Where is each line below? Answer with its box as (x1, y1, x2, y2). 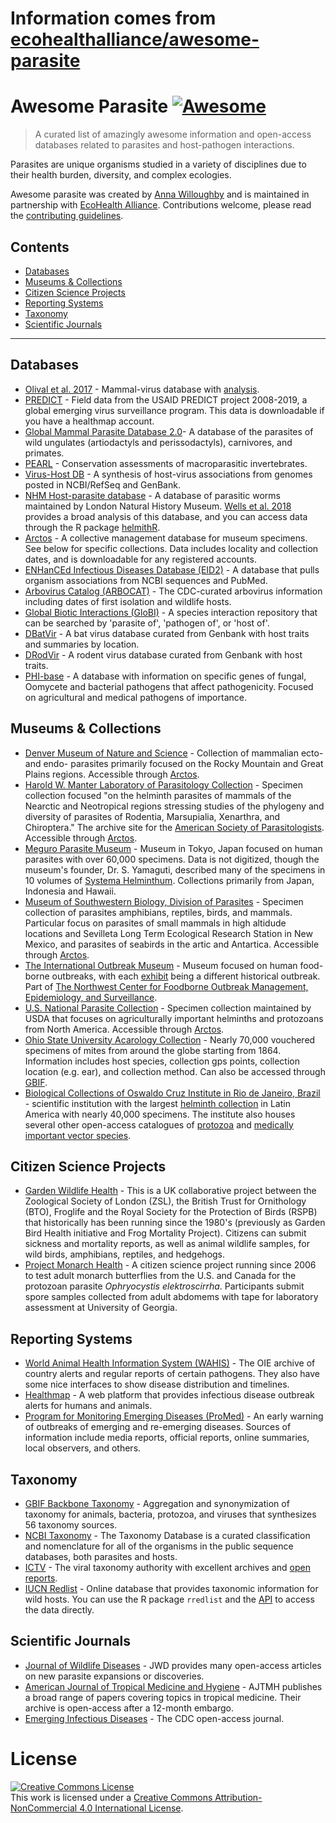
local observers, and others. (24, 1442, 142, 1454)
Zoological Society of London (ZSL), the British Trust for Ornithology (24, 1195, 307, 1207)
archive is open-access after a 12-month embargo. (24, 1702, 234, 1714)
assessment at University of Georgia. (24, 1302, 178, 1314)
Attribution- (214, 1791, 263, 1803)
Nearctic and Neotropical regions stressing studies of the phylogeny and (24, 800, 325, 812)
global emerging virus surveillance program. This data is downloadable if (24, 404, 325, 416)
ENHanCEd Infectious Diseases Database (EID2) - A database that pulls (24, 563, 320, 576)
